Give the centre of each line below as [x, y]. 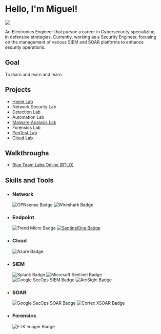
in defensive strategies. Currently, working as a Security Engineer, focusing [81, 37]
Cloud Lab [22, 138]
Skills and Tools [29, 180]
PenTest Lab [25, 132]
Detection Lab [26, 112]
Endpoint [23, 217]
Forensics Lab [26, 127]
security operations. [25, 47]
